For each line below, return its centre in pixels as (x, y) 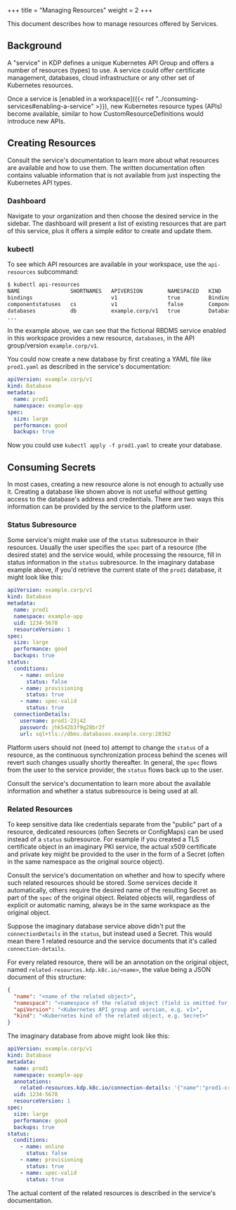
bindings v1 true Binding (119, 298)
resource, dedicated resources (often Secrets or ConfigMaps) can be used (115, 831)
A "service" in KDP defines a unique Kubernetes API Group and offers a (111, 63)
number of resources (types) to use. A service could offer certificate (106, 70)
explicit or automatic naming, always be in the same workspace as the (109, 905)
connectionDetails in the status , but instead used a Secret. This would (110, 933)
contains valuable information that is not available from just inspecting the (114, 175)
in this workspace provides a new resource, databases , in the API (101, 338)
